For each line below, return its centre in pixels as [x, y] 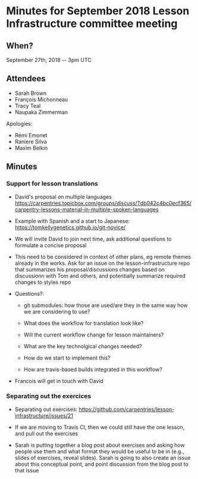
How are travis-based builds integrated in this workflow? [93, 369]
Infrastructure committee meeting [92, 24]
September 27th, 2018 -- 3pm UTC [49, 60]
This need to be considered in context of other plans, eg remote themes [103, 257]
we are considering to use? [57, 311]
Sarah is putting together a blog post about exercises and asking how [100, 445]
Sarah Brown [31, 93]
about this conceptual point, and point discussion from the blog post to [102, 464]
